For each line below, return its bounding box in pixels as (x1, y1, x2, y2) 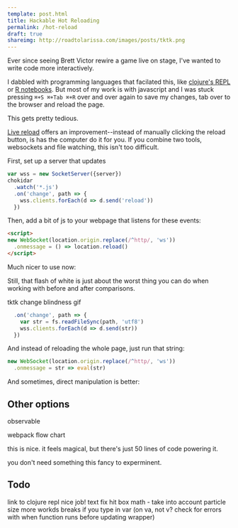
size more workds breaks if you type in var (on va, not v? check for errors (7, 505, 222, 514)
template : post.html (7, 10, 69, 18)
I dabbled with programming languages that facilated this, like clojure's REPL (7, 77, 231, 86)
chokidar (7, 177, 33, 184)
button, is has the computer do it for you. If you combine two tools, (7, 136, 202, 144)
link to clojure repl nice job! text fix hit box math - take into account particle (7, 497, 227, 506)
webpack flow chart (7, 431, 66, 439)
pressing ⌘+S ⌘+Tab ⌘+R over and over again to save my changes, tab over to (7, 93, 231, 102)
